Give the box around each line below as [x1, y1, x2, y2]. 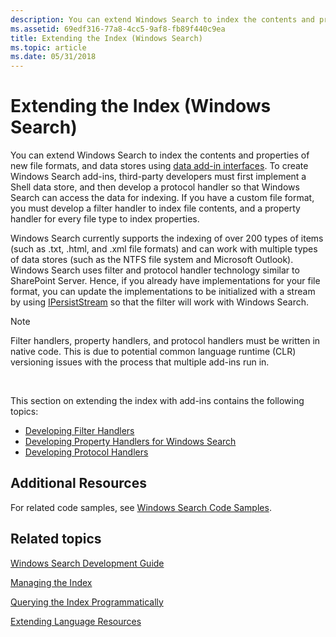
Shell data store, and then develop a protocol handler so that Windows [10, 181, 300, 193]
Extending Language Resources [10, 615, 142, 627]
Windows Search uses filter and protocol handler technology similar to [10, 264, 300, 276]
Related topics [10, 531, 102, 548]
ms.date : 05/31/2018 [10, 52, 97, 62]
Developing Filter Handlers [24, 425, 135, 437]
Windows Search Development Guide [10, 557, 165, 569]
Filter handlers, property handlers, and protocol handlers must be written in [10, 335, 321, 347]
